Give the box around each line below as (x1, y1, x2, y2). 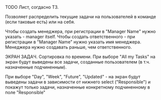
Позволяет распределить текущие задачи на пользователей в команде (5, 14, 157, 19)
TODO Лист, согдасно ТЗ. (5, 4, 59, 10)
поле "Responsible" (5, 90, 46, 95)
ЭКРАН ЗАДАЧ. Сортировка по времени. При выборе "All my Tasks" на (5, 54, 156, 60)
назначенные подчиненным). (5, 64, 67, 70)
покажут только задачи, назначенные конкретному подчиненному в (5, 84, 150, 90)
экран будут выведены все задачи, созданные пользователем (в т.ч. (5, 59, 151, 65)
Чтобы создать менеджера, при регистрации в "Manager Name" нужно (5, 29, 156, 34)
